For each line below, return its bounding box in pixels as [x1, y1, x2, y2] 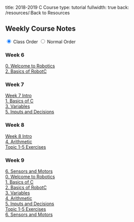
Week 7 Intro [5, 93, 32, 99]
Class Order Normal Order [13, 38, 76, 45]
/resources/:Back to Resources [5, 10, 70, 16]
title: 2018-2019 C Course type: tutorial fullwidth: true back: [5, 5, 129, 10]
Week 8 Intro [5, 133, 32, 139]
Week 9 [5, 156, 24, 163]
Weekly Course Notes [5, 24, 76, 33]
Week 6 [5, 51, 24, 58]
